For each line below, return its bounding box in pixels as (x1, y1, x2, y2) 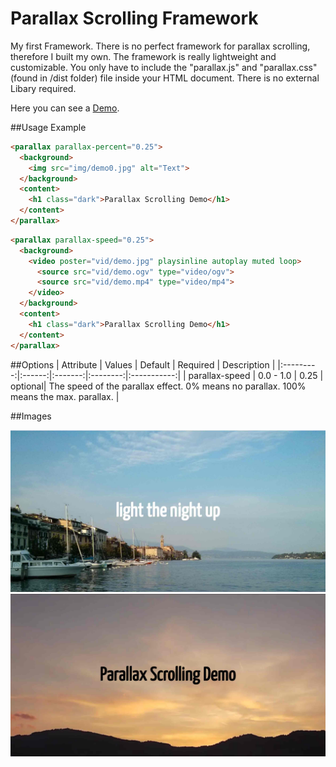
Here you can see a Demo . (10, 102, 120, 114)
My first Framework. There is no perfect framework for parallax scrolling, (10, 40, 311, 52)
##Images (10, 410, 52, 422)
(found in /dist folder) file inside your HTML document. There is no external (10, 72, 320, 84)
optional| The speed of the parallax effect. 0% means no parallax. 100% (10, 380, 307, 392)
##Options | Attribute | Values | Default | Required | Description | (10, 358, 276, 371)
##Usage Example (10, 121, 87, 133)
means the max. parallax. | (10, 390, 120, 402)
